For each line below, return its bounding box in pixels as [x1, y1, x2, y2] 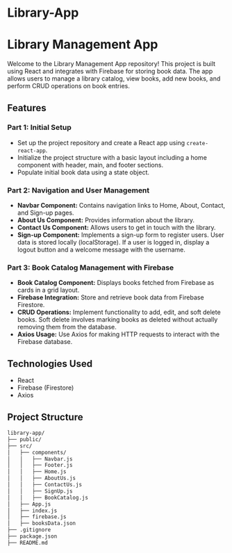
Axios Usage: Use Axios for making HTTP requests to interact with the [17, 330, 220, 338]
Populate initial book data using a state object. [17, 168, 150, 176]
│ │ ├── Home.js [7, 468, 67, 475]
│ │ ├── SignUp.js [7, 488, 73, 495]
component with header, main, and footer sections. [17, 160, 164, 169]
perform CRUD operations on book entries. [7, 82, 130, 90]
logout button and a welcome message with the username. [17, 245, 186, 254]
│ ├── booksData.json [7, 520, 76, 527]
